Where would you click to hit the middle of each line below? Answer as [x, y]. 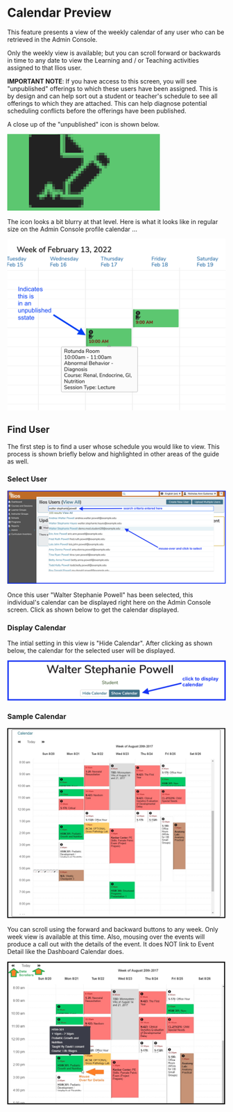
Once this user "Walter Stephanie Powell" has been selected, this [100, 595]
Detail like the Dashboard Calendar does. [66, 951]
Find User [28, 430]
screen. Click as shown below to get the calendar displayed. [93, 610]
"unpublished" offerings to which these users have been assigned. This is [113, 88]
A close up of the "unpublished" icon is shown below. [84, 124]
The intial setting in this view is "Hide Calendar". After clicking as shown [110, 643]
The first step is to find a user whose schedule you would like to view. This [113, 446]
